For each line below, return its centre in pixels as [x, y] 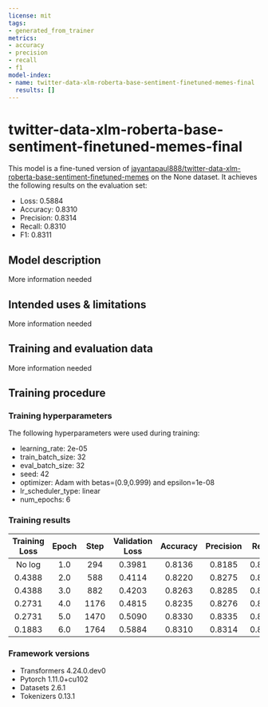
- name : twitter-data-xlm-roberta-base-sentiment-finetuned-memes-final [132, 82]
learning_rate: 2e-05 [53, 449]
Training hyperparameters [60, 416]
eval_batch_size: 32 [52, 466]
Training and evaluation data [81, 349]
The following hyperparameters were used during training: [104, 433]
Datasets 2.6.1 [43, 688]
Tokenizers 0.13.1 [47, 697]
